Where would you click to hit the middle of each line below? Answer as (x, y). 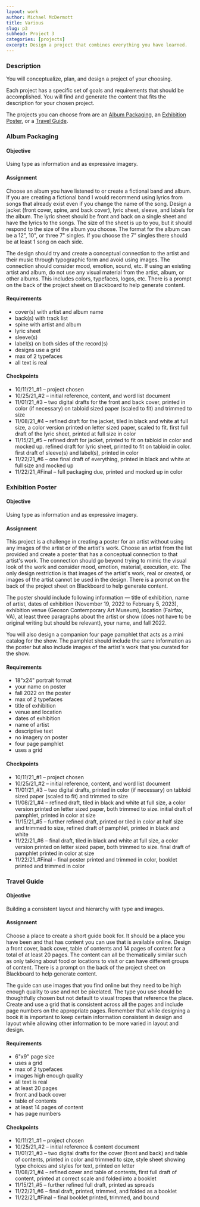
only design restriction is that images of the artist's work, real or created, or (99, 573)
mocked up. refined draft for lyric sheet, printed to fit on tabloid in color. (103, 446)
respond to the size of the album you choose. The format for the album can (98, 229)
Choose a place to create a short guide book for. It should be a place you (96, 936)
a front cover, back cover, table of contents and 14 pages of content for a (96, 948)
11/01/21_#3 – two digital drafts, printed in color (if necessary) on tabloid (103, 790)
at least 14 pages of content (49, 1107)
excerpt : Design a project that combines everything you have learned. (97, 45)
